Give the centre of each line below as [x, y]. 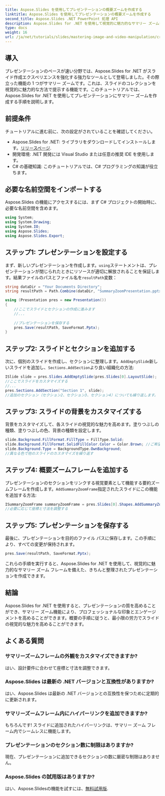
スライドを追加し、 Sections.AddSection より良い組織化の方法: [71, 368]
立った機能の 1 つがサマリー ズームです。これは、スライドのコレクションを [81, 83]
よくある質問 [25, 641]
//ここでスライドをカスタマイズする [37, 381]
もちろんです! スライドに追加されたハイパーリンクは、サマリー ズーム [76, 725]
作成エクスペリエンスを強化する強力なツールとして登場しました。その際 [86, 77]
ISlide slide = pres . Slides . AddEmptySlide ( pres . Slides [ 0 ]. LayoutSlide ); [81, 377]
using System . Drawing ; [28, 222]
